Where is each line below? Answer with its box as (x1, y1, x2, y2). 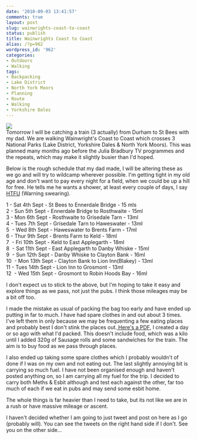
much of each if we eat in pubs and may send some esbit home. (6, 385, 161, 392)
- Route (6, 96, 25, 102)
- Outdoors (6, 58, 33, 63)
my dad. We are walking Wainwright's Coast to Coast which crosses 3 (6, 135, 175, 142)
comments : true (6, 14, 43, 20)
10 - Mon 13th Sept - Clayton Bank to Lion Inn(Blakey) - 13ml (6, 258, 154, 265)
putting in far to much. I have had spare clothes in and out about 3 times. (6, 312, 182, 319)
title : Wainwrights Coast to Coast (6, 36, 93, 42)
